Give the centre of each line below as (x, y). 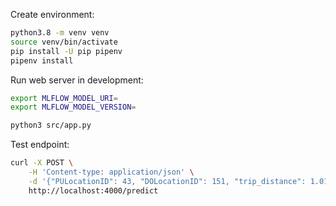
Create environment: (52, 14)
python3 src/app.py (51, 125)
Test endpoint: (40, 145)
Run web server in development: (77, 80)
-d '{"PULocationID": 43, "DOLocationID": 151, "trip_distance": (167, 181)
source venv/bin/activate (64, 42)
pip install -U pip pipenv (66, 51)
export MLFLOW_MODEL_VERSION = (73, 107)
